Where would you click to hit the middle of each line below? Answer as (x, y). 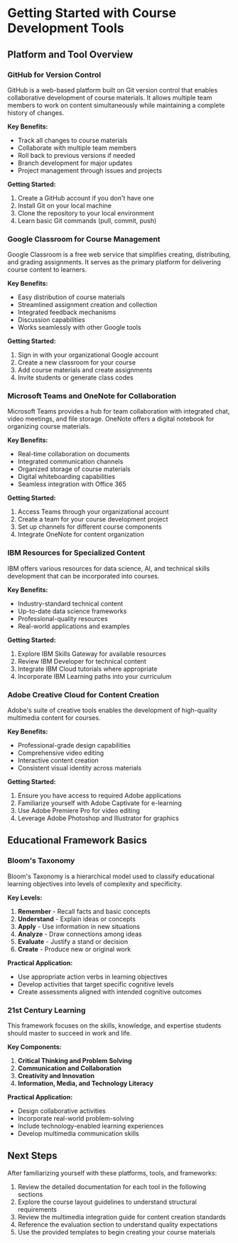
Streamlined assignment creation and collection (87, 305)
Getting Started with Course (92, 13)
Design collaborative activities (62, 1111)
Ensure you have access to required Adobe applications (99, 796)
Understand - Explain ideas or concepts (77, 919)
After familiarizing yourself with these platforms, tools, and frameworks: (112, 1173)
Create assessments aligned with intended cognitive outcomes (110, 991)
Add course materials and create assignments (85, 370)
